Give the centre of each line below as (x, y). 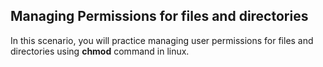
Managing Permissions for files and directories (159, 16)
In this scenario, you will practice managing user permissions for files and (162, 40)
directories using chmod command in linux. (100, 51)
